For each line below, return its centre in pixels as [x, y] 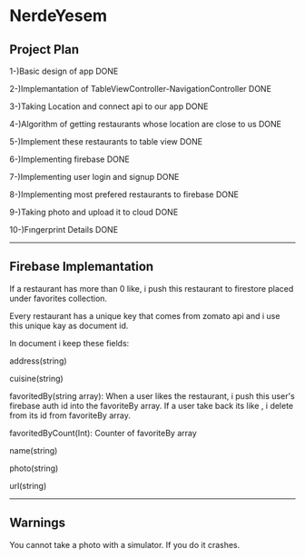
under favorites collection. [58, 298]
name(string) [34, 450]
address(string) [38, 361]
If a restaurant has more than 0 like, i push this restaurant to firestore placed [152, 288]
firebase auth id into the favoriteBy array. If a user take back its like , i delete [152, 405]
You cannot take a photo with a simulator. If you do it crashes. [125, 544]
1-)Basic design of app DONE [64, 71]
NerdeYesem [58, 16]
